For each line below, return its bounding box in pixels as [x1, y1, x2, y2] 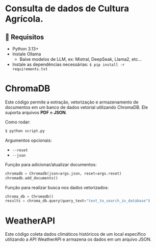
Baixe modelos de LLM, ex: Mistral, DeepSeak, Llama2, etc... [19, 56, 142, 62]
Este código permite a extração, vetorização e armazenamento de [5, 99, 139, 105]
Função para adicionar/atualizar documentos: [5, 161, 97, 167]
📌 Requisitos [5, 33, 44, 41]
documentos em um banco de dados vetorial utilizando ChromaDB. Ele [5, 104, 148, 110]
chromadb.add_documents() [5, 175, 58, 180]
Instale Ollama [12, 51, 41, 57]
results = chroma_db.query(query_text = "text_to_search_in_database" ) [5, 198, 151, 203]
